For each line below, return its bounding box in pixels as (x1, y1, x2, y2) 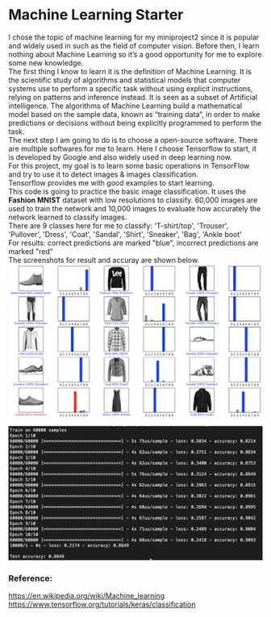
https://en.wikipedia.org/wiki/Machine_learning (8, 591, 165, 601)
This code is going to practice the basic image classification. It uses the (8, 186, 247, 196)
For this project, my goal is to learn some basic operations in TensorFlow (8, 161, 250, 170)
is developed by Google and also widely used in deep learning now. (8, 152, 232, 162)
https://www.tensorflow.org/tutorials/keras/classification (8, 599, 196, 610)
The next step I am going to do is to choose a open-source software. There (8, 135, 258, 144)
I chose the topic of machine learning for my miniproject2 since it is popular (8, 32, 260, 42)
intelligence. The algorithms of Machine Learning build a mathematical (8, 101, 243, 110)
